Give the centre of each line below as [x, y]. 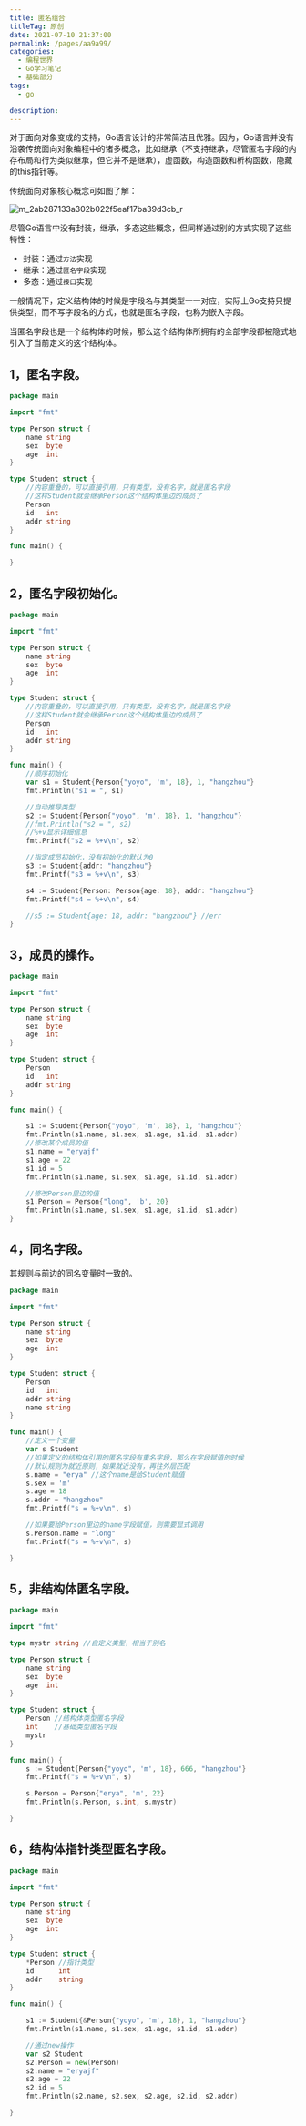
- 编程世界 [36, 60]
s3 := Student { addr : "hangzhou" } [89, 866]
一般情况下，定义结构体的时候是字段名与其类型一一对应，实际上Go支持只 [147, 300]
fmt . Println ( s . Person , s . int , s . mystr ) [102, 1802]
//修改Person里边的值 [63, 1194]
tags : [20, 86]
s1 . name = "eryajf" [63, 1152]
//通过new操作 [50, 2045]
